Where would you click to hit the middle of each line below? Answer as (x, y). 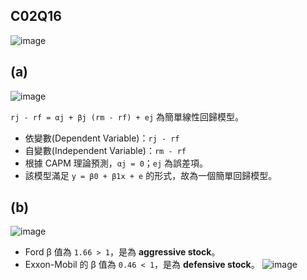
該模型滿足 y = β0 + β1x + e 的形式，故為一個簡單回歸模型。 (151, 175)
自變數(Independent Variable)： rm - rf (105, 150)
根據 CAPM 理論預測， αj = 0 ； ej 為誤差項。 (116, 163)
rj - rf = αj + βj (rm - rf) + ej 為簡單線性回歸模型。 (127, 116)
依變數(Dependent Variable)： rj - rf (102, 138)
